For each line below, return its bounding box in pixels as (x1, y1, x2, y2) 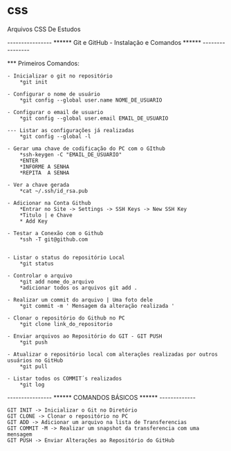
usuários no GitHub (7, 357, 64, 364)
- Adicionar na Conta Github (7, 199, 91, 206)
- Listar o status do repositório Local (7, 254, 126, 261)
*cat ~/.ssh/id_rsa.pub (19, 187, 89, 194)
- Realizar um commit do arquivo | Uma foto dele (7, 296, 154, 303)
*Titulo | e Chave (19, 212, 73, 219)
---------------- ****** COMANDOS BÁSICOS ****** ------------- (7, 393, 196, 401)
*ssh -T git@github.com (19, 236, 89, 243)
